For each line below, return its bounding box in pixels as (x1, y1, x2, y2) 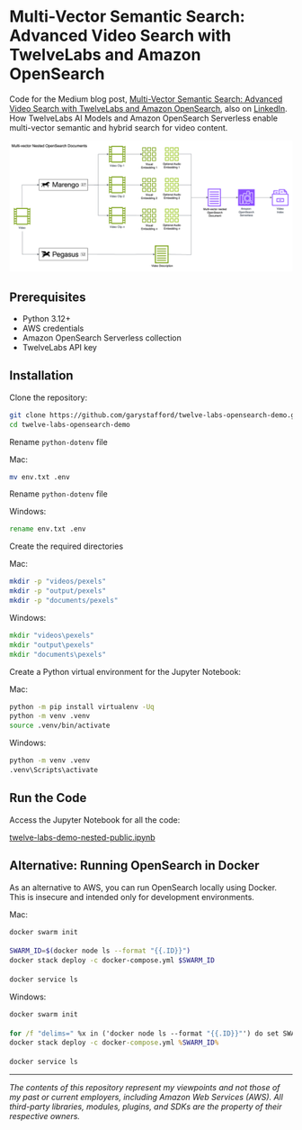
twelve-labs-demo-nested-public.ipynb (9, 832, 155, 843)
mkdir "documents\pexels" (9, 650, 106, 659)
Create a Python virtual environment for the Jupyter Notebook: (9, 666, 241, 677)
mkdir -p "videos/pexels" (9, 577, 106, 587)
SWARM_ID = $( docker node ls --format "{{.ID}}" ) (9, 946, 191, 956)
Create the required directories (9, 541, 124, 551)
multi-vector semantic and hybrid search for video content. (9, 122, 228, 132)
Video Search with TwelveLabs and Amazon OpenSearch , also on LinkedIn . (9, 103, 288, 114)
